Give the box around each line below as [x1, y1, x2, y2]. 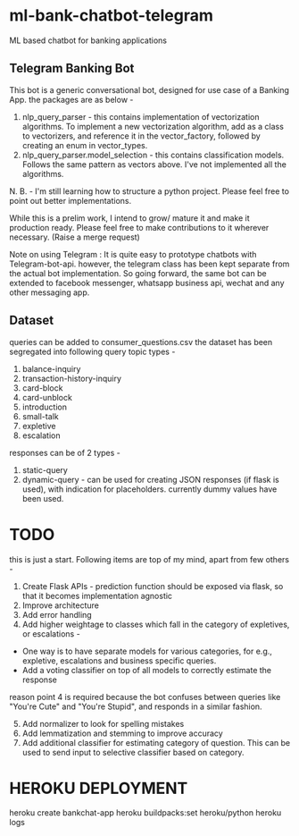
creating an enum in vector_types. [21, 139, 148, 150]
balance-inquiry [21, 363, 81, 374]
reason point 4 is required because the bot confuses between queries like [9, 691, 281, 702]
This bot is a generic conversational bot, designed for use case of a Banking [9, 84, 290, 95]
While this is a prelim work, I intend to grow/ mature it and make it [9, 212, 250, 224]
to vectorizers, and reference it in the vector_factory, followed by [21, 131, 261, 141]
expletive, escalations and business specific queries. [21, 654, 217, 666]
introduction [21, 401, 67, 412]
